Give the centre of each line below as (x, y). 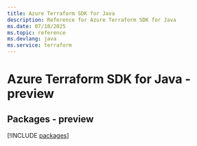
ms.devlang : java (32, 39)
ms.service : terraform (39, 45)
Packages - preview (50, 119)
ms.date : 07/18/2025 (37, 26)
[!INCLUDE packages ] (38, 135)
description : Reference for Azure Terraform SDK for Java (92, 20)
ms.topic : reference (37, 33)
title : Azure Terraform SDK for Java (61, 13)
